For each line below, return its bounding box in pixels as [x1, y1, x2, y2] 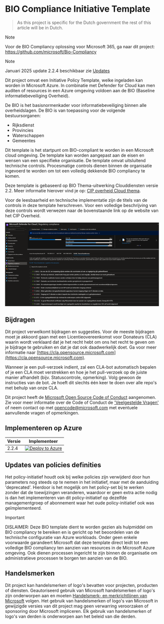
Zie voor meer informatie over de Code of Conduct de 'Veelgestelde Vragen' [5, 399, 159, 405]
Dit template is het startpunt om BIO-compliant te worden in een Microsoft [5, 147, 154, 153]
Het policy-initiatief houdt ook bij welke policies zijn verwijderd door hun [5, 474, 150, 479]
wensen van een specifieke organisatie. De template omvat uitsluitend [5, 157, 146, 163]
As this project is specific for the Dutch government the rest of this [17, 20, 151, 25]
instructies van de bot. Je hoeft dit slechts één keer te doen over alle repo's [5, 379, 157, 385]
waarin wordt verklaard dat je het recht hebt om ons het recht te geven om [5, 339, 155, 345]
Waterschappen [12, 132, 44, 138]
